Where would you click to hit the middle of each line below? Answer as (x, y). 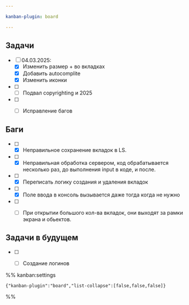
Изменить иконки (45, 80)
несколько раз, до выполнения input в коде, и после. (89, 169)
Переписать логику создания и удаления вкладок (85, 182)
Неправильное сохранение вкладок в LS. (75, 150)
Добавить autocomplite (51, 73)
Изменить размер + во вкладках (64, 67)
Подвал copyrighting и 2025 (58, 93)
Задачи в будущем (42, 238)
